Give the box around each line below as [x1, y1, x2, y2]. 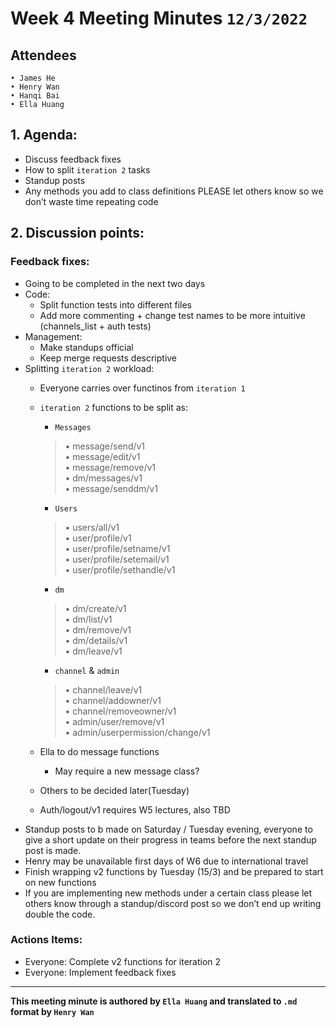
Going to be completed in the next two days [24, 277, 206, 289]
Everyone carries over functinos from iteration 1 [39, 382, 246, 394]
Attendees [10, 47, 77, 64]
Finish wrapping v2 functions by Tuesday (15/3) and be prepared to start [24, 865, 324, 877]
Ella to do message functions [39, 745, 160, 757]
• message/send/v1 [64, 440, 146, 452]
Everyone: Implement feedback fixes [24, 966, 177, 978]
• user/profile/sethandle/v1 [64, 563, 176, 576]
